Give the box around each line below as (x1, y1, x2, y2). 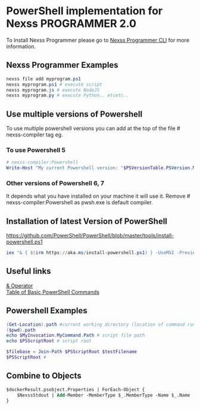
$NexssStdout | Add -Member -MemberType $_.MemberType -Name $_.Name (17, 392, 190, 398)
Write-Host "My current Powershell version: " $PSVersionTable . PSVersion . (6, 165, 193, 171)
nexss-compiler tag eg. (6, 131, 64, 138)
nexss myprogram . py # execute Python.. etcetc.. (6, 92, 129, 99)
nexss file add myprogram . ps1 (6, 76, 82, 82)
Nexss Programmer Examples (6, 60, 118, 70)
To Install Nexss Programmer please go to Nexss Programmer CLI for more (6, 36, 189, 43)
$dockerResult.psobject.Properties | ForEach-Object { (6, 386, 145, 392)
